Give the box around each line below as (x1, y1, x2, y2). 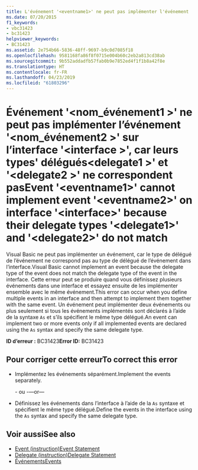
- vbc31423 (6, 25, 33, 31)
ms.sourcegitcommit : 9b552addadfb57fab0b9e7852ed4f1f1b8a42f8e (6, 58, 165, 64)
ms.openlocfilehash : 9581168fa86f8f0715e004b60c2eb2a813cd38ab (6, 53, 165, 59)
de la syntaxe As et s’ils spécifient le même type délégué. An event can (6, 313, 177, 320)
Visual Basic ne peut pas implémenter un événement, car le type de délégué (6, 251, 192, 258)
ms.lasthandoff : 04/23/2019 (6, 74, 76, 80)
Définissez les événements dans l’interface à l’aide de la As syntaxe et (14, 400, 185, 407)
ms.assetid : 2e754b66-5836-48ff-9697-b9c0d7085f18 (6, 47, 134, 53)
